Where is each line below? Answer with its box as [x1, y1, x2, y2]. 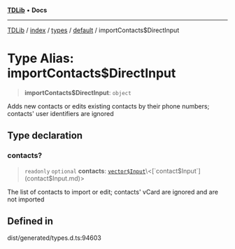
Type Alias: [7, 50, 75, 66]
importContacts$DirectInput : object [24, 88, 131, 97]
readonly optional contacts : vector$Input [24, 166, 146, 175]
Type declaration [7, 129, 83, 142]
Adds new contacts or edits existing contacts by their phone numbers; [7, 101, 210, 111]
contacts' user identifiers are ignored [7, 109, 114, 118]
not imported [7, 195, 45, 204]
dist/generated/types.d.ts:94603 [7, 234, 101, 242]
